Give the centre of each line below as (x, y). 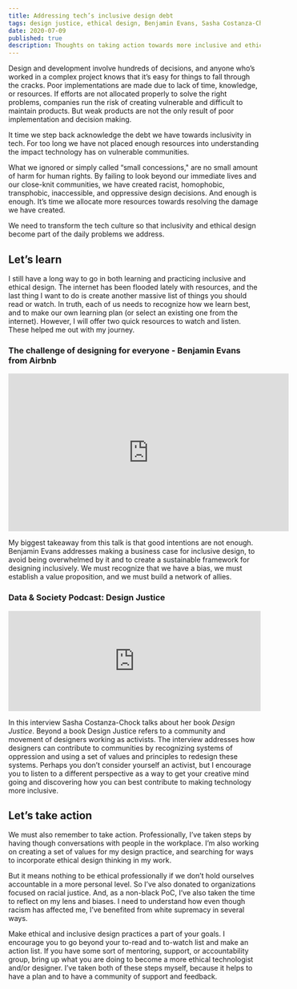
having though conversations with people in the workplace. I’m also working (134, 843)
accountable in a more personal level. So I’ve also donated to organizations (132, 884)
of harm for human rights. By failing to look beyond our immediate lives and (132, 176)
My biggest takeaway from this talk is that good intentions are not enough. (131, 543)
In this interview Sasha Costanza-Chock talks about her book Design (122, 722)
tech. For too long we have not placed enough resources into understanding (134, 143)
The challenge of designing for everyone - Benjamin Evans (125, 350)
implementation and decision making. (70, 119)
